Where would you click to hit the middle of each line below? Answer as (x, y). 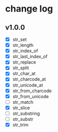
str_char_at (24, 74)
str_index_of (25, 51)
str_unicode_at (28, 85)
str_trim (20, 124)
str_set (19, 39)
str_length (23, 45)
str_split (21, 68)
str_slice (21, 108)
